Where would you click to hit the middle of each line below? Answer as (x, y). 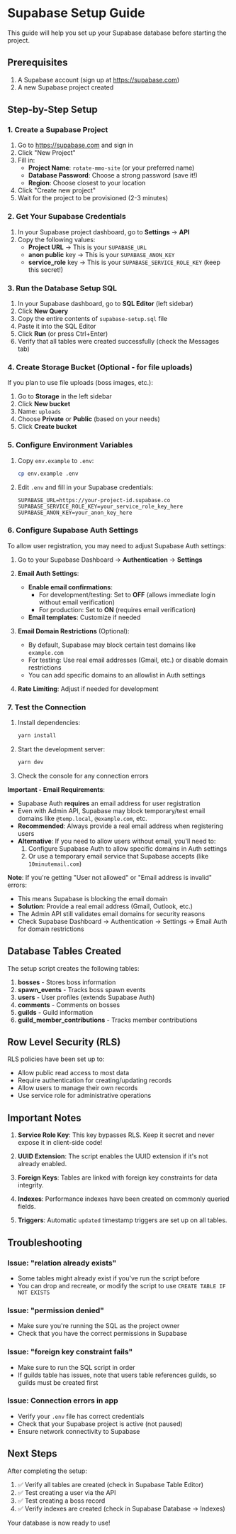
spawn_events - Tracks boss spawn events (82, 989)
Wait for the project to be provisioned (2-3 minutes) (93, 198)
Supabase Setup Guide (76, 13)
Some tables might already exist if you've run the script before (108, 1278)
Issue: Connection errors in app (63, 1400)
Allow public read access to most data (73, 1073)
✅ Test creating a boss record (61, 1501)
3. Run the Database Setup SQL (62, 288)
